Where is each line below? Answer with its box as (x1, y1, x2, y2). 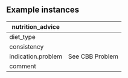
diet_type (9, 32, 36, 41)
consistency (9, 42, 44, 50)
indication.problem (9, 52, 62, 61)
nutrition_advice (11, 22, 60, 31)
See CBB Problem (68, 52, 119, 61)
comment (9, 62, 36, 70)
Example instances (6, 5, 80, 15)
